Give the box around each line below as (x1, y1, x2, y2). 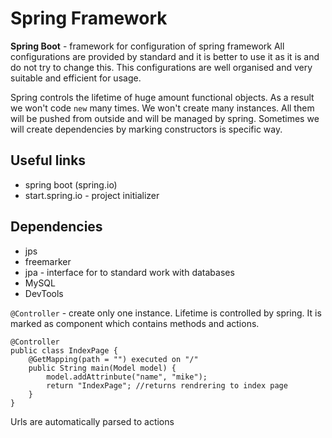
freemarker (24, 255, 72, 267)
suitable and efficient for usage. (10, 72, 142, 84)
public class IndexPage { (10, 345, 118, 356)
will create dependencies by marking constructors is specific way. (10, 123, 283, 135)
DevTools (24, 287, 64, 299)
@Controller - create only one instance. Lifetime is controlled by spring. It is (10, 307, 322, 319)
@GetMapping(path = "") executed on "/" (28, 354, 199, 364)
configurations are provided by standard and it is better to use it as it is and (10, 50, 320, 62)
